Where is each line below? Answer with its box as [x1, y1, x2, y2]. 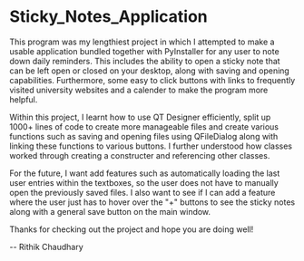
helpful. [9, 93, 38, 105]
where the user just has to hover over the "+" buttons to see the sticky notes [9, 197, 296, 208]
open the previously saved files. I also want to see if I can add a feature [9, 187, 276, 198]
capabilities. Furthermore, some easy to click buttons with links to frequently [9, 74, 296, 85]
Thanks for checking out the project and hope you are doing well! [9, 224, 254, 235]
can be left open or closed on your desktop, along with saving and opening [9, 65, 290, 76]
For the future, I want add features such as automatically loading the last [9, 168, 280, 179]
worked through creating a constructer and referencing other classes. [9, 150, 270, 160]
